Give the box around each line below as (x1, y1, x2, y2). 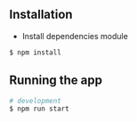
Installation (9, 7, 73, 22)
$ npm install (9, 48, 62, 57)
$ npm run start (9, 104, 69, 114)
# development (9, 96, 62, 105)
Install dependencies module (21, 30, 129, 41)
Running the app (9, 73, 102, 88)
